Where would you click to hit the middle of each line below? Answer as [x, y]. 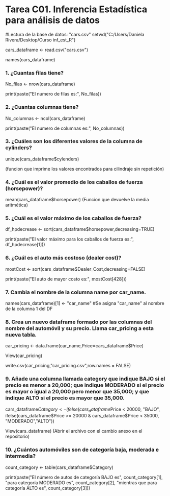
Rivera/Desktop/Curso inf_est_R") [40, 40]
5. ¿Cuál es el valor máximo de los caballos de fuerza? [73, 218]
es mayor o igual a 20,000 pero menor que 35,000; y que [77, 392]
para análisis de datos [53, 20]
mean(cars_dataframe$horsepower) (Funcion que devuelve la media [77, 200]
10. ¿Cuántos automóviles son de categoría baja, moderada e [82, 450]
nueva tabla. [21, 335]
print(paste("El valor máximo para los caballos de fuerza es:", [69, 239]
